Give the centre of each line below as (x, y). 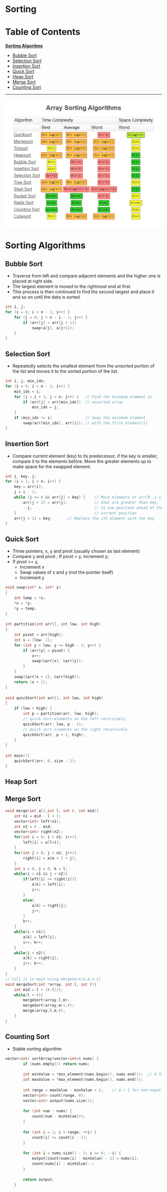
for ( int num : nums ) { (47, 1111)
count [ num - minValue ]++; (58, 1116)
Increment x (32, 567)
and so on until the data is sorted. (46, 297)
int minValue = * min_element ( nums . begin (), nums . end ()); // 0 (90, 1074)
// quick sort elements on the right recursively (75, 729)
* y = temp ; (25, 608)
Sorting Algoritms (24, 46)
